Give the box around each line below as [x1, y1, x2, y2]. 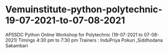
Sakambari [5, 42, 28, 48]
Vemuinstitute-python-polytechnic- [5, 4, 162, 15]
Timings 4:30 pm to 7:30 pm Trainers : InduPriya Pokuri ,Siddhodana [18, 37, 163, 43]
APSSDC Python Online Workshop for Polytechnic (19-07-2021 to [5, 31, 143, 38]
